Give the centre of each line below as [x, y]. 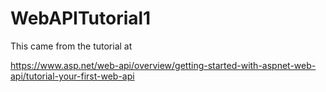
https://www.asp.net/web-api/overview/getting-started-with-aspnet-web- [163, 65]
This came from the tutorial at [71, 46]
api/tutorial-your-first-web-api [72, 76]
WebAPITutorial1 [81, 18]
